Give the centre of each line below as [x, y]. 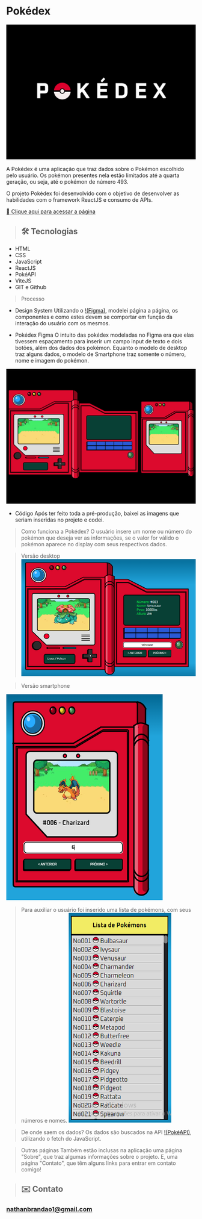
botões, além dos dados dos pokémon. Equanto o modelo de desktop [101, 348]
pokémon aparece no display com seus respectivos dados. [94, 544]
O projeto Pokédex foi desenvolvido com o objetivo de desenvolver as [93, 193]
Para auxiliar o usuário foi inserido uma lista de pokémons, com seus [106, 910]
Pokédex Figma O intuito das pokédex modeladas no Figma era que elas [104, 335]
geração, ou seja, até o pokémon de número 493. [67, 182]
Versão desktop [40, 556]
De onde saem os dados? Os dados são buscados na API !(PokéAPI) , [106, 1132]
